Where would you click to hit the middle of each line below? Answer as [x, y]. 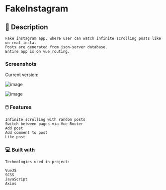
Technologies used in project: [38, 162]
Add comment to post [27, 132]
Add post [14, 128]
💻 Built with [20, 150]
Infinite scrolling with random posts [45, 119]
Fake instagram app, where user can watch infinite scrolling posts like [83, 38]
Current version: [22, 75]
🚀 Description [27, 27]
